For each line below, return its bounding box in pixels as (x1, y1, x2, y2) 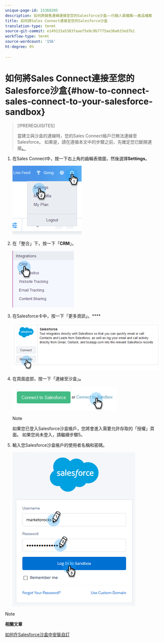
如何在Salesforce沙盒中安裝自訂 (5, 631, 70, 637)
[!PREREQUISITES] (17, 122, 55, 128)
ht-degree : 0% (5, 44, 34, 49)
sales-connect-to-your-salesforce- (5, 96, 153, 107)
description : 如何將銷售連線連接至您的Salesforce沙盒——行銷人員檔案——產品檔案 (5, 13, 152, 18)
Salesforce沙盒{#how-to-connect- (5, 85, 150, 96)
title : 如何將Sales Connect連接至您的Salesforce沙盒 (5, 18, 108, 23)
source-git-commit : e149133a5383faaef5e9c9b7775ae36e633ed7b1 (5, 29, 135, 34)
